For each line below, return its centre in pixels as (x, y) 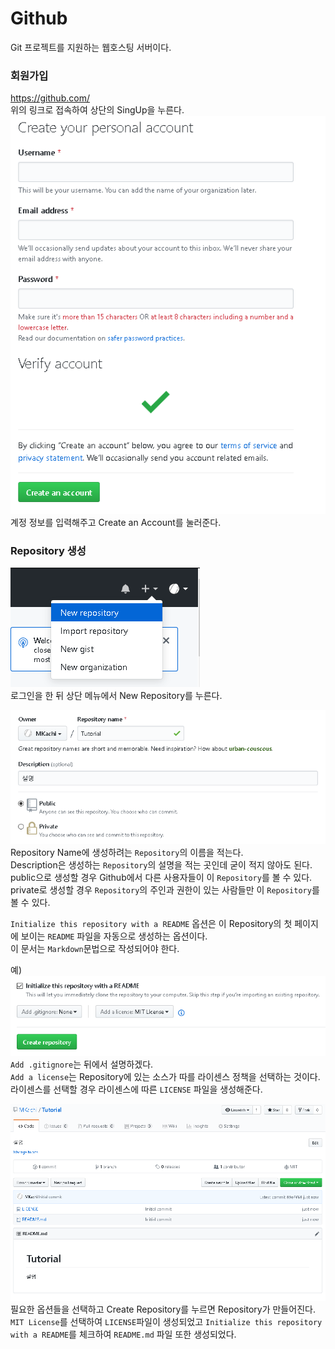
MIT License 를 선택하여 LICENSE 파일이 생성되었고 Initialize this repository (166, 1321)
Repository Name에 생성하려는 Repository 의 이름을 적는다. (127, 853)
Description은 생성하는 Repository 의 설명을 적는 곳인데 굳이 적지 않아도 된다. (161, 865)
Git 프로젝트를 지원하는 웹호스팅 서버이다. (91, 47)
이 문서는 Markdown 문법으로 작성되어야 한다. (95, 949)
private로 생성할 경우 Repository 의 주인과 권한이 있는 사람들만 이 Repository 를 (165, 890)
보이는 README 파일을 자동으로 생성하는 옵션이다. (114, 936)
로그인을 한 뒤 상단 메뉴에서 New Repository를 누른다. (116, 695)
